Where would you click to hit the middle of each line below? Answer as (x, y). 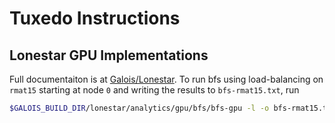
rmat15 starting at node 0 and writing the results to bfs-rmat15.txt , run (154, 90)
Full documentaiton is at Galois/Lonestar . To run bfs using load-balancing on (166, 79)
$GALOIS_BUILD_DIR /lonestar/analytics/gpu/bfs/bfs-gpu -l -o (139, 108)
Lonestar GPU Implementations (109, 55)
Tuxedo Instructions (95, 18)
